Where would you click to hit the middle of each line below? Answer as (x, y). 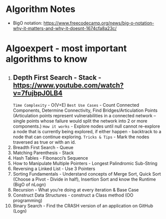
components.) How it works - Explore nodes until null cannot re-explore (86, 126)
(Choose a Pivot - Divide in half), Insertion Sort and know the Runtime (84, 179)
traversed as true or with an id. (44, 142)
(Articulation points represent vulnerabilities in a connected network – (84, 115)
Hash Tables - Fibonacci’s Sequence (51, 158)
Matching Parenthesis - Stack (43, 153)
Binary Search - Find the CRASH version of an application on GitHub (83, 206)
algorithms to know (47, 59)
